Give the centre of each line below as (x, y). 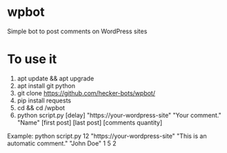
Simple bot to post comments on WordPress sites (77, 31)
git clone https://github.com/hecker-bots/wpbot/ (86, 93)
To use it (32, 59)
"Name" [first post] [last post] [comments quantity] (90, 123)
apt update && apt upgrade (56, 78)
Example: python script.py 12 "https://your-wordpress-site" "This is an (107, 136)
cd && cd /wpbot (41, 107)
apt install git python (46, 85)
